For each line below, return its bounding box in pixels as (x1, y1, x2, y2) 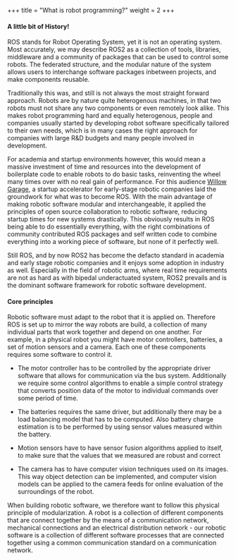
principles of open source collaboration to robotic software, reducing (7, 207, 208, 216)
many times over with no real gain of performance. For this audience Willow (7, 178, 227, 186)
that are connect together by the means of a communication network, (7, 516, 209, 525)
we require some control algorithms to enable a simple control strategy (17, 379, 223, 387)
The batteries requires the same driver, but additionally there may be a (17, 408, 222, 416)
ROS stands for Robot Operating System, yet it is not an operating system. (7, 38, 222, 47)
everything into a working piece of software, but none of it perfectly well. (7, 238, 219, 246)
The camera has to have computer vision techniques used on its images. (17, 465, 229, 473)
